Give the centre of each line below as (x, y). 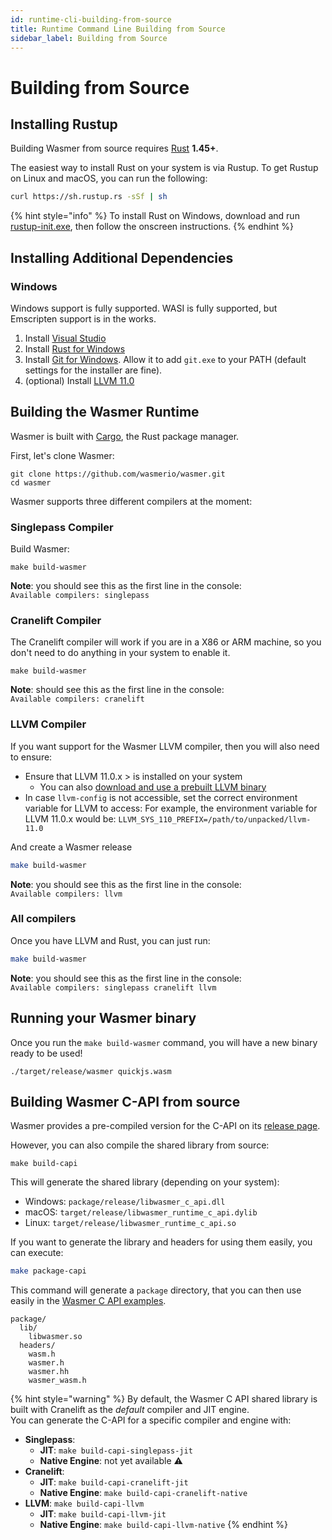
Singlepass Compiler (62, 527)
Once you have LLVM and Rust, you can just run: (110, 940)
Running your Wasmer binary (103, 1018)
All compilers (43, 919)
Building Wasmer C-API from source (125, 1101)
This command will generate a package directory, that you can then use (156, 1290)
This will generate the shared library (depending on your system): (145, 1182)
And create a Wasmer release (71, 847)
